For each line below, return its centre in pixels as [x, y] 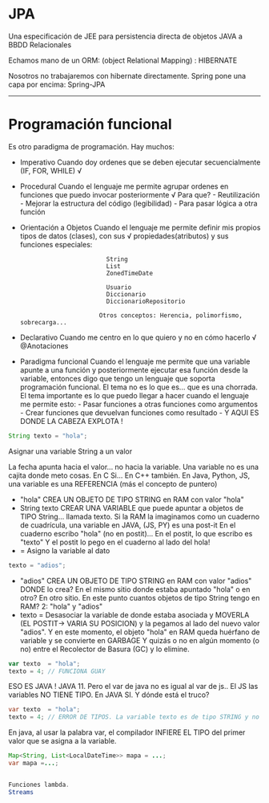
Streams [21, 792]
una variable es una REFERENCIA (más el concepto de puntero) [113, 483]
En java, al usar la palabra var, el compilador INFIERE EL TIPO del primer [127, 732]
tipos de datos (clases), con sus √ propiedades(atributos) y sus [124, 236]
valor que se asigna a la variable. [62, 741]
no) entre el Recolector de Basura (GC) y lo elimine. [104, 649]
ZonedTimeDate [130, 273]
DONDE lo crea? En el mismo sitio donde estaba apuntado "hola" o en [135, 589]
